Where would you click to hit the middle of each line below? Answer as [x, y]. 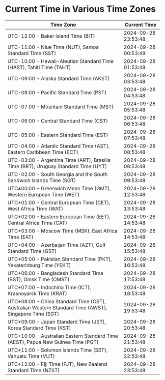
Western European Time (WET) [43, 194]
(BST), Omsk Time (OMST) [39, 279]
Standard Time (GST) [32, 251]
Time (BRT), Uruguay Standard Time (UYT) [57, 166]
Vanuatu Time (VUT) [31, 356]
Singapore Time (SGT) [33, 314]
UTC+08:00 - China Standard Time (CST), [57, 301]
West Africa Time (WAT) [36, 208]
